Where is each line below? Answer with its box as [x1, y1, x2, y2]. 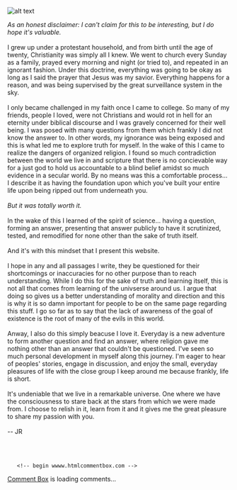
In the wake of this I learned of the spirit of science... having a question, [7, 216, 216, 225]
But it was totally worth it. [7, 201, 82, 209]
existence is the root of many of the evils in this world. [7, 314, 165, 323]
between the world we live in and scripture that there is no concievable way [7, 156, 228, 165]
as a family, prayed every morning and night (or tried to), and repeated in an [7, 58, 229, 67]
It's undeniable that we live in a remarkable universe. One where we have [7, 390, 221, 398]
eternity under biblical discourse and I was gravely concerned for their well [7, 118, 226, 127]
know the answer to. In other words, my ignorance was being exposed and [7, 133, 225, 142]
